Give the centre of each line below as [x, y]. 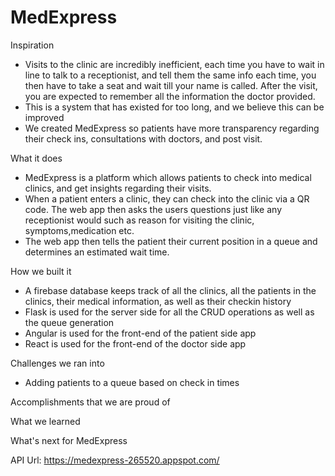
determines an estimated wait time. [97, 252]
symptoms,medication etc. [79, 230]
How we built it [41, 271]
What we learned [45, 421]
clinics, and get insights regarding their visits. [118, 188]
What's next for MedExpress [69, 440]
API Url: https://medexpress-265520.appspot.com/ [115, 460]
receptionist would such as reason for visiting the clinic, [139, 220]
